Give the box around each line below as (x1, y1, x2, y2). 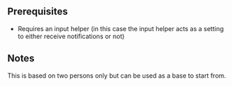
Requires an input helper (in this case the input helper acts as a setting (17, 24, 224, 33)
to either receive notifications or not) (17, 32, 125, 40)
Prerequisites (7, 6, 68, 18)
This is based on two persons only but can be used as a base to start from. (7, 71, 226, 80)
